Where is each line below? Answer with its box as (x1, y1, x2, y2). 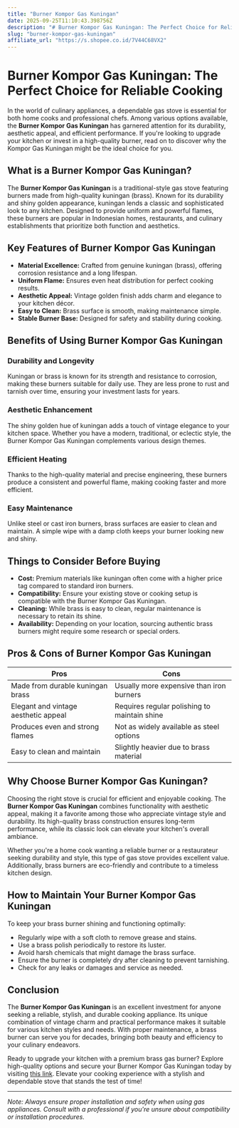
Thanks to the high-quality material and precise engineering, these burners (7, 470, 228, 479)
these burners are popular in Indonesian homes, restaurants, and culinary (7, 214, 223, 222)
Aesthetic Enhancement (7, 405, 92, 415)
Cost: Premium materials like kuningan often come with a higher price (17, 574, 223, 583)
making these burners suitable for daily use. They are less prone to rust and (7, 380, 230, 388)
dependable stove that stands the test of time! (7, 1077, 142, 1086)
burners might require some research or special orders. (17, 627, 181, 636)
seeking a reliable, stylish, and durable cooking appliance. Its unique (7, 1010, 208, 1019)
